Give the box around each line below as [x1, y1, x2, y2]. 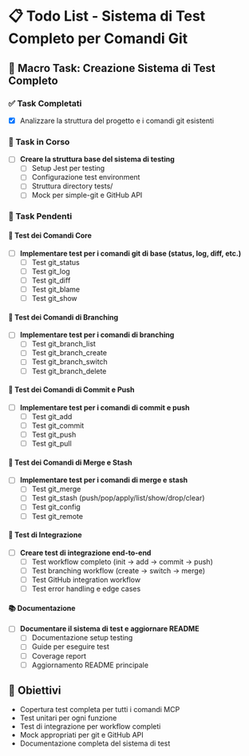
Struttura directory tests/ [31, 181, 113, 191]
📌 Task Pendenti [8, 211, 73, 222]
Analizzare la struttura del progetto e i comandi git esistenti [19, 116, 214, 125]
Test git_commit [31, 421, 85, 430]
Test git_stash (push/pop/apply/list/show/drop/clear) [31, 493, 205, 503]
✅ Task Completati [8, 97, 82, 109]
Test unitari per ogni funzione [19, 713, 117, 723]
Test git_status [31, 257, 80, 267]
